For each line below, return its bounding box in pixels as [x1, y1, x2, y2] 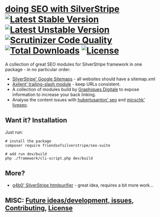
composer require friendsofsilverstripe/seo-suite [5, 143, 111, 148]
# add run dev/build [5, 151, 47, 156]
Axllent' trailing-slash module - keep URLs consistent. [12, 81, 121, 87]
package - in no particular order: [5, 66, 71, 72]
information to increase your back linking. [12, 92, 96, 97]
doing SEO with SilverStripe [5, 3, 120, 15]
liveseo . [12, 102, 28, 108]
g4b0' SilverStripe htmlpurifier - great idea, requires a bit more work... [12, 182, 154, 188]
